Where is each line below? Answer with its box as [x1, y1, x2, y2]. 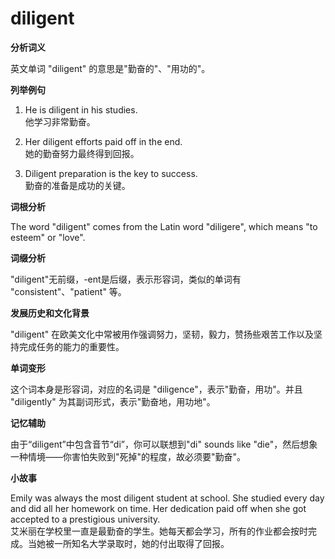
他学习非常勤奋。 [24, 115, 96, 127]
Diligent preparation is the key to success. [24, 167, 198, 179]
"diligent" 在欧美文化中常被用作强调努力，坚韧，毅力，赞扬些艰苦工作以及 [10, 328, 315, 340]
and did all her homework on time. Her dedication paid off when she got [10, 502, 307, 514]
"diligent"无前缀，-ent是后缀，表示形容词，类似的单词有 [10, 273, 242, 285]
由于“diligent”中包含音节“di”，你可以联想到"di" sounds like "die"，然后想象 [10, 438, 318, 450]
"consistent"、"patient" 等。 [10, 285, 127, 297]
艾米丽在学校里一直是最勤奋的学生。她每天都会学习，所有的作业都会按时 [10, 525, 308, 537]
